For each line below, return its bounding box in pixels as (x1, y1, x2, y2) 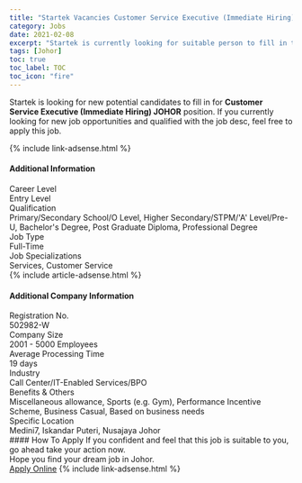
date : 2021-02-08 (9, 30, 75, 39)
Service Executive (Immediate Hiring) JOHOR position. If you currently (9, 105, 274, 117)
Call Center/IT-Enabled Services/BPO (9, 378, 147, 388)
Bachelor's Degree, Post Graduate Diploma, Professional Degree (19, 222, 258, 232)
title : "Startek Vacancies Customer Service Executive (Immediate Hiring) (9, 13, 296, 23)
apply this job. (9, 125, 62, 136)
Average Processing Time (9, 349, 105, 360)
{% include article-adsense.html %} (9, 269, 142, 280)
